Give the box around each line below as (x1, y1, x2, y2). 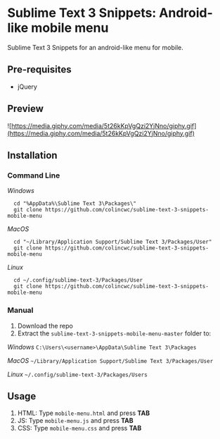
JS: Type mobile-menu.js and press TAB (17, 416, 134, 425)
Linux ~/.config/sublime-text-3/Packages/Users (7, 370, 148, 378)
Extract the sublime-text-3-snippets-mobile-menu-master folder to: (17, 329, 212, 338)
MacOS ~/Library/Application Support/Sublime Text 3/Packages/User (7, 356, 214, 364)
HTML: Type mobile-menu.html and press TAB (17, 409, 150, 417)
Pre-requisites (7, 63, 72, 75)
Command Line (7, 171, 60, 180)
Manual (7, 305, 34, 315)
